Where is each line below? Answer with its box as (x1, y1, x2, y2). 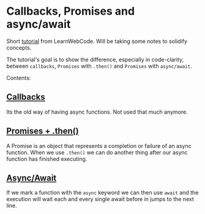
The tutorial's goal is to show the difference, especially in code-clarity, (6, 56, 184, 63)
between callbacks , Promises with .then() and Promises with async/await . (6, 62, 192, 70)
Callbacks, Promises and (6, 4, 135, 18)
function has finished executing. (6, 155, 88, 163)
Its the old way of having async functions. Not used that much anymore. (6, 108, 188, 116)
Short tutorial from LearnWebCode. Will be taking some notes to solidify (6, 37, 188, 45)
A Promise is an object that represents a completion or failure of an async (6, 142, 192, 149)
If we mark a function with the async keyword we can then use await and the (6, 189, 199, 196)
